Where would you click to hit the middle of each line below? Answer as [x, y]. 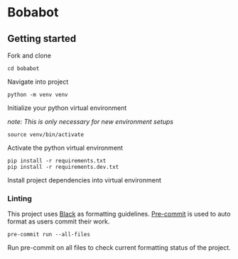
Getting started [42, 39]
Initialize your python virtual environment [67, 108]
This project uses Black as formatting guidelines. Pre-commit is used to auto [119, 214]
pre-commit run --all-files [49, 235]
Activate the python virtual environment [65, 148]
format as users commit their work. [59, 221]
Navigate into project [38, 82]
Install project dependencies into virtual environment [85, 180]
